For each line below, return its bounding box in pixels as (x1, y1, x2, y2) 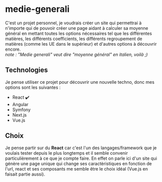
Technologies (5, 66, 48, 74)
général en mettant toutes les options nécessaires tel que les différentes (5, 30, 152, 36)
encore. (5, 46, 21, 52)
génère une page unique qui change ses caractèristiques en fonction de (5, 160, 152, 167)
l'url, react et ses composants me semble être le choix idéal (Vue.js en (5, 166, 148, 172)
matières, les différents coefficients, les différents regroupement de (5, 36, 142, 42)
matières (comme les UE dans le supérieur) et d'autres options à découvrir (5, 41, 157, 47)
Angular (12, 101, 29, 107)
